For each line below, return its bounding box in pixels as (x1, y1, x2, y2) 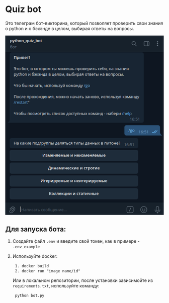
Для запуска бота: (5, 225, 66, 233)
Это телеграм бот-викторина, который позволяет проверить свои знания (5, 20, 163, 26)
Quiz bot (5, 4, 42, 15)
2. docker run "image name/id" (15, 269, 80, 274)
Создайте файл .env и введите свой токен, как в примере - (12, 238, 140, 244)
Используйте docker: (12, 253, 58, 259)
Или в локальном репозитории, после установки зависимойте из (12, 277, 153, 283)
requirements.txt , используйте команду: (12, 283, 100, 289)
